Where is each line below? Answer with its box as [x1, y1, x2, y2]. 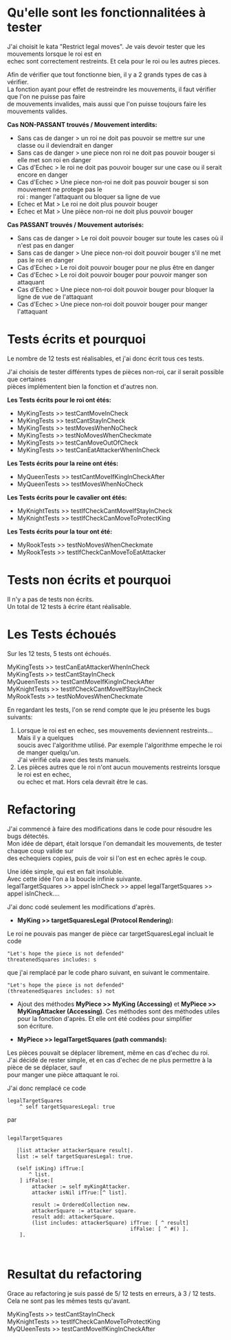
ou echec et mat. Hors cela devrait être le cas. [16, 777, 148, 786]
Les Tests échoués [7, 627, 117, 642]
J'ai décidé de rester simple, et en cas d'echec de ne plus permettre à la [7, 1056, 212, 1064]
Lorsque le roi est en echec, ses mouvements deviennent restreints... [16, 726, 213, 735]
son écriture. [16, 1022, 54, 1030]
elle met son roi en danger [16, 155, 91, 164]
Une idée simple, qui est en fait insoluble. [7, 867, 124, 875]
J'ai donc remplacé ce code [7, 1084, 87, 1092]
